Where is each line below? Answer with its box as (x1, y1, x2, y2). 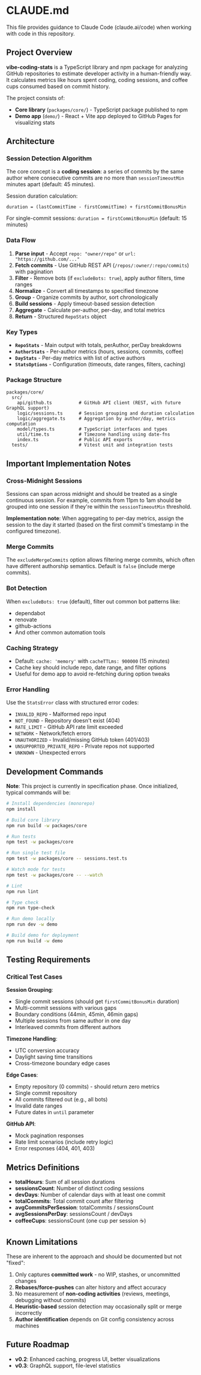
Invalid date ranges (14, 1102, 63, 1109)
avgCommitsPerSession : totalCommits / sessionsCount (14, 1204, 154, 1211)
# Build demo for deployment (6, 932, 79, 939)
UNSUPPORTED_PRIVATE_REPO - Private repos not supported (14, 742, 155, 750)
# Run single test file (6, 850, 66, 856)
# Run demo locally (6, 916, 55, 922)
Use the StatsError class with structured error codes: (6, 699, 139, 706)
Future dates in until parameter (14, 1109, 94, 1116)
